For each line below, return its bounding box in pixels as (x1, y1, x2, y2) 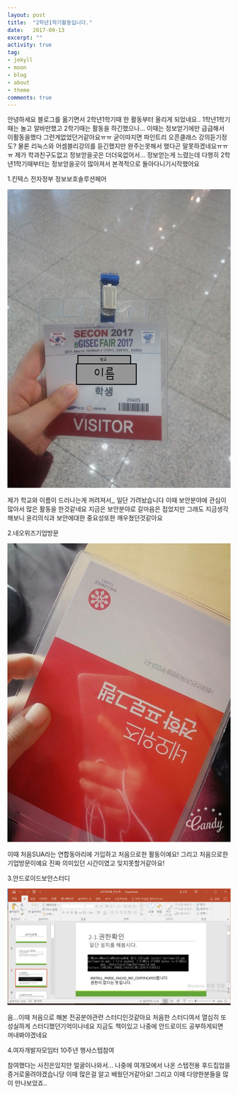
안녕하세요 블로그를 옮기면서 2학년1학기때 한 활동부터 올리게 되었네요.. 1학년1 (7, 115, 220, 124)
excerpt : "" (7, 34, 42, 41)
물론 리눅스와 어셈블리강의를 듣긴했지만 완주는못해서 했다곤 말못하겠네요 (17, 142, 217, 151)
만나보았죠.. (14, 1079, 47, 1088)
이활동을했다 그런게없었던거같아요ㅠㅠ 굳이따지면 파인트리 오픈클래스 (7, 133, 197, 141)
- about (7, 79, 30, 86)
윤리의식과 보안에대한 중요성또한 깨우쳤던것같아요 (25, 514, 163, 522)
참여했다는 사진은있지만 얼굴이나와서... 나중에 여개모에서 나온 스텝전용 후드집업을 (7, 1061, 231, 1070)
